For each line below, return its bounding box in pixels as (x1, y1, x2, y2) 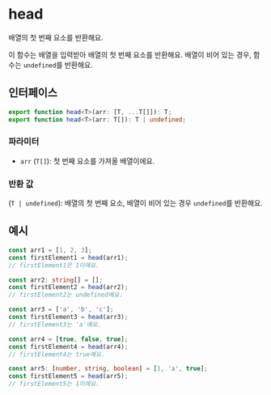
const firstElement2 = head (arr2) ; (8, 283, 129, 291)
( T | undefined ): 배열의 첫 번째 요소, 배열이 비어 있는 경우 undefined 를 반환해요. (8, 198, 263, 208)
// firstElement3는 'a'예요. (8, 321, 102, 329)
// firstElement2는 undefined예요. (8, 291, 124, 299)
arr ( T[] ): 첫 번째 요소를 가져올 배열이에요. (19, 155, 155, 166)
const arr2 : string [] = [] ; (8, 276, 104, 284)
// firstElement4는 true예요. (8, 350, 105, 359)
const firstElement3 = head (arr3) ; (8, 313, 129, 321)
